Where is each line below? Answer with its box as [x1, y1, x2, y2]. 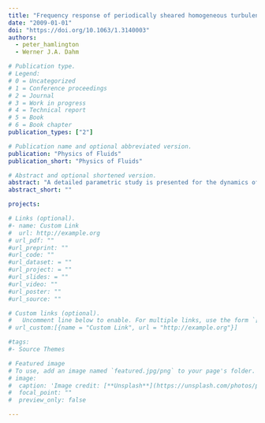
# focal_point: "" [8, 389, 73, 397]
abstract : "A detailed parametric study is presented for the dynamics [8, 179, 248, 187]
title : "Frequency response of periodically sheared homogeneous [8, 11, 227, 20]
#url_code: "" [8, 251, 55, 259]
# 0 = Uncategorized [8, 76, 77, 85]
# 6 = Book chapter [8, 121, 73, 129]
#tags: [8, 338, 30, 347]
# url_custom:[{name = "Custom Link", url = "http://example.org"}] [8, 324, 238, 332]
